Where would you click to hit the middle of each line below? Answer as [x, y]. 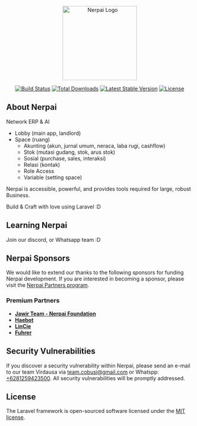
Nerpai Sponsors [38, 258]
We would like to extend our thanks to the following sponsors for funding [95, 273]
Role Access [39, 171]
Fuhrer [23, 332]
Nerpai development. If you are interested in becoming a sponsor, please [95, 279]
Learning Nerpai [37, 225]
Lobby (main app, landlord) [48, 133]
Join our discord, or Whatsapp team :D [53, 239]
